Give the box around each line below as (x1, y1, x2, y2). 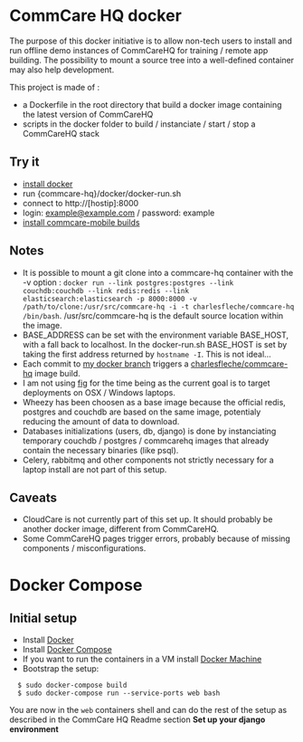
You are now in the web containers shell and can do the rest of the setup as (9, 705, 288, 716)
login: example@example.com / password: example (22, 207, 215, 218)
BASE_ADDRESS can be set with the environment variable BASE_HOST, (22, 329, 289, 340)
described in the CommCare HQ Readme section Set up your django (9, 714, 266, 725)
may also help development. (9, 64, 115, 75)
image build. (34, 367, 81, 378)
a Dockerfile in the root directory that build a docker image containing (22, 99, 282, 109)
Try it (9, 155, 40, 170)
